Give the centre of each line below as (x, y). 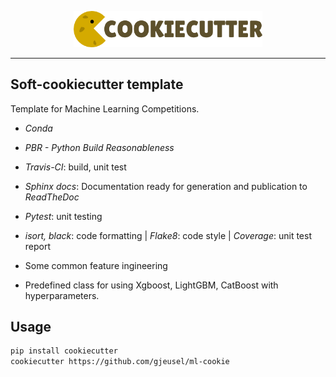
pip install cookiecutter (64, 351)
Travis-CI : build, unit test (75, 167)
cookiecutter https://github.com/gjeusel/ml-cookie (120, 362)
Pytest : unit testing (63, 216)
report (38, 246)
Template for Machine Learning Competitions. (105, 108)
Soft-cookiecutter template (97, 84)
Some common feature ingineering (96, 265)
